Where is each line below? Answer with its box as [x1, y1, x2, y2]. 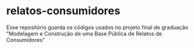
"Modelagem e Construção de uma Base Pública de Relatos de [6, 30, 163, 37]
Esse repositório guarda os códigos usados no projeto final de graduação [6, 24, 189, 31]
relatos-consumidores [6, 4, 120, 18]
